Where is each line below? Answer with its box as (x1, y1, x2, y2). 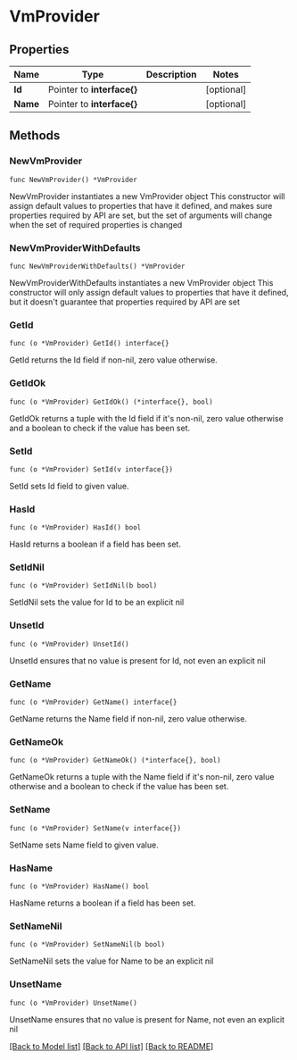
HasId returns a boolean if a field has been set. (9, 538, 181, 550)
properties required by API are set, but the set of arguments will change (9, 210, 273, 221)
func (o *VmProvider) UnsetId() (9, 639, 129, 648)
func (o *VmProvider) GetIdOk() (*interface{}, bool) (9, 397, 214, 406)
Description (145, 69, 197, 80)
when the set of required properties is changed (9, 219, 183, 230)
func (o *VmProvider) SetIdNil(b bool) (9, 581, 158, 590)
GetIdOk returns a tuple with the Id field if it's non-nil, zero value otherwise (9, 413, 284, 423)
